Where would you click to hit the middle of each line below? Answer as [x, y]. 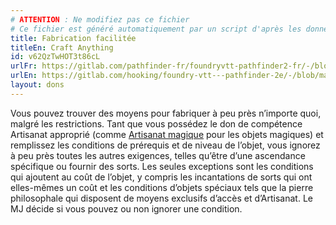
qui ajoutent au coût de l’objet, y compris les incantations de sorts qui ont [161, 177]
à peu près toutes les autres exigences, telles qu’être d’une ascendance [158, 155]
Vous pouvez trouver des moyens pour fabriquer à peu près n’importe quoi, [166, 113]
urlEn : [24, 76]
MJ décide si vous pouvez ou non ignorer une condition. [126, 208]
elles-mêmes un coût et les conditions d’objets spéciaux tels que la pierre [162, 187]
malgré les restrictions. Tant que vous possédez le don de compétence [156, 123]
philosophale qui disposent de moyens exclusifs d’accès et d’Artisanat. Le [161, 198]
